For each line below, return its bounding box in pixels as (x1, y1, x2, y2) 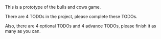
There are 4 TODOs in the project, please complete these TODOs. (5, 14, 138, 19)
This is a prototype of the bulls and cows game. (5, 4, 101, 10)
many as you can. (5, 28, 41, 34)
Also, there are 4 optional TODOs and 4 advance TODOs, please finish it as (5, 23, 157, 29)
